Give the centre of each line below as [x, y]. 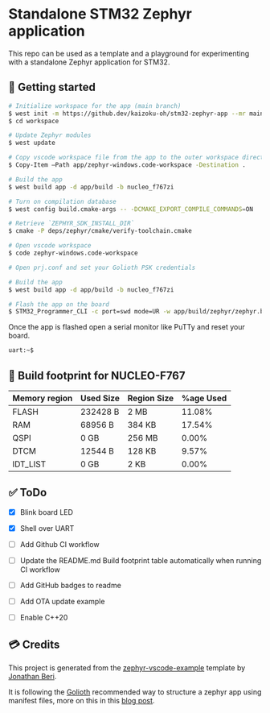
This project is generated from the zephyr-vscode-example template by [127, 668]
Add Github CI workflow [59, 544]
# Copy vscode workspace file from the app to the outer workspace [124, 158]
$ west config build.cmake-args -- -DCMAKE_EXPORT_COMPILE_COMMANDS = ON [131, 209]
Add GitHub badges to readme [71, 585]
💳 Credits [34, 644]
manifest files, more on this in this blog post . [82, 701]
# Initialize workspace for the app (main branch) [95, 106]
